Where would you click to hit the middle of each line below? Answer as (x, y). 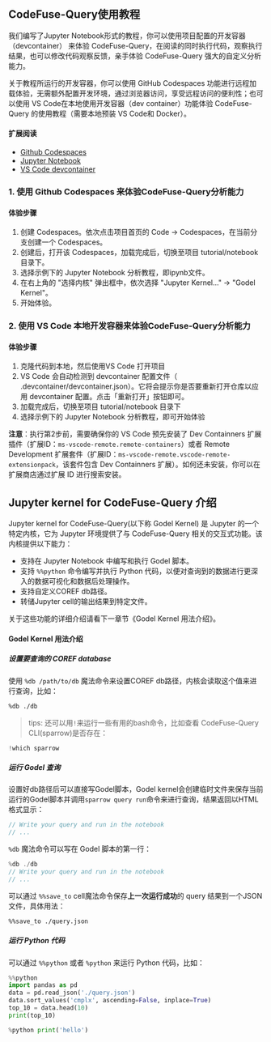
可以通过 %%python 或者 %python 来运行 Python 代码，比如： (106, 963)
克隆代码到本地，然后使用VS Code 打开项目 (93, 366)
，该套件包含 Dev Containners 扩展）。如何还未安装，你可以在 (158, 465)
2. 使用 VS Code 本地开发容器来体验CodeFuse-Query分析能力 (129, 326)
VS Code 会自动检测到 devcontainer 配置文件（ (99, 376)
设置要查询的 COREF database (60, 659)
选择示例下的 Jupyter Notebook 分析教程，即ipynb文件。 (115, 273)
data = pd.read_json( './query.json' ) (72, 993)
